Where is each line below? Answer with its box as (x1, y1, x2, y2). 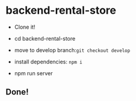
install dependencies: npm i (14, 58, 82, 65)
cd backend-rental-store (14, 35, 76, 42)
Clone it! (14, 23, 36, 30)
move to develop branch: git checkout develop (14, 46, 131, 54)
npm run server (14, 69, 53, 76)
